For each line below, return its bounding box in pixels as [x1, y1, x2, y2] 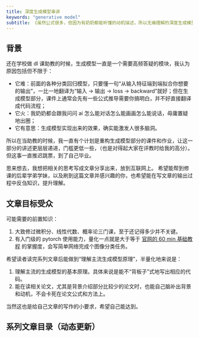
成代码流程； [14, 102, 46, 110]
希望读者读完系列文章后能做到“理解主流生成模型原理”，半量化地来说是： [6, 256, 182, 262]
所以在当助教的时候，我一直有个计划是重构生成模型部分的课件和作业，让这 [6, 137, 188, 144]
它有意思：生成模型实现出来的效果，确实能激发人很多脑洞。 [14, 125, 161, 132]
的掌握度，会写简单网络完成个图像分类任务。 [21, 243, 131, 250]
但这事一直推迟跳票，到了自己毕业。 [6, 152, 95, 159]
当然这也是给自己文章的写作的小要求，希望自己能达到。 [6, 303, 141, 310]
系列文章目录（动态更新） [6, 322, 99, 332]
